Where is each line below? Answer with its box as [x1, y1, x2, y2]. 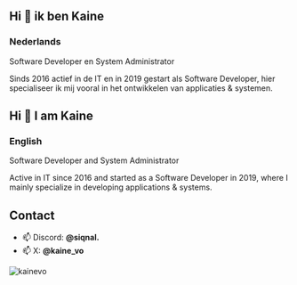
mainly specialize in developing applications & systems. [9, 182, 213, 192]
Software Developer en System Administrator [9, 55, 175, 67]
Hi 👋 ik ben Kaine [9, 9, 105, 24]
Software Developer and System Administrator [9, 155, 180, 166]
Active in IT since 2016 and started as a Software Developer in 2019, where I [9, 173, 289, 183]
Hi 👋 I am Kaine [9, 109, 93, 124]
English [9, 135, 43, 147]
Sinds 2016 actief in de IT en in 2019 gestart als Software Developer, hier [9, 73, 276, 84]
